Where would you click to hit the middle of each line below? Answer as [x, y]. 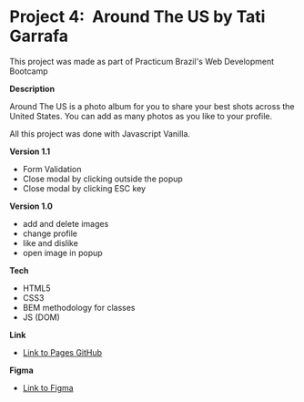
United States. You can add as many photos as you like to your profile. [141, 116]
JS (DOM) [41, 317]
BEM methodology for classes [79, 307]
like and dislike [51, 242]
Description [32, 88]
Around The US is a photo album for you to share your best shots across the [152, 106]
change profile [50, 233]
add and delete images [66, 223]
